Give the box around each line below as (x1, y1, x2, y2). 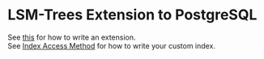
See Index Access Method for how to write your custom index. (7, 40, 216, 50)
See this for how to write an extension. (7, 32, 136, 42)
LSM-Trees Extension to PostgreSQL (7, 6, 258, 24)
